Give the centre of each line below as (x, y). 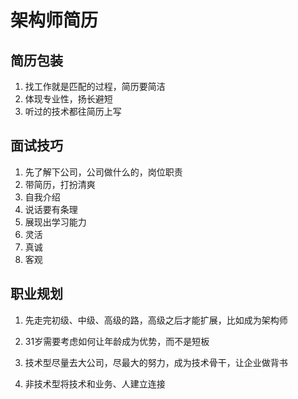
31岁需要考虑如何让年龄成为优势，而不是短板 (117, 341)
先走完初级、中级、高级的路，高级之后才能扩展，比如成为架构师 (156, 320)
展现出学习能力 (55, 222)
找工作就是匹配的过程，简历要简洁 (95, 86)
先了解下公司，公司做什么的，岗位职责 (103, 172)
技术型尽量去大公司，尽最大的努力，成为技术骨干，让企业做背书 (156, 362)
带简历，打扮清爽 (60, 184)
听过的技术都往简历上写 (73, 111)
